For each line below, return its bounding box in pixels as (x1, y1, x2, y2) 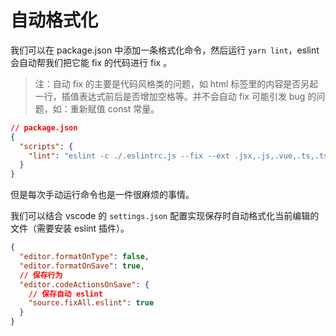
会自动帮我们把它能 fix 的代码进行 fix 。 (10, 56, 173, 68)
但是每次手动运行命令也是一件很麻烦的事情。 (10, 189, 195, 201)
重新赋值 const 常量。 (69, 102, 160, 115)
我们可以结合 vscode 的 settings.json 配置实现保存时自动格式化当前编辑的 (10, 210, 320, 222)
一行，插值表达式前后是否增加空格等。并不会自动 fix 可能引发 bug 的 (34, 90, 317, 102)
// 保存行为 (19, 270, 63, 280)
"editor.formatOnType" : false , (19, 252, 150, 262)
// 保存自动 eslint (28, 289, 103, 299)
